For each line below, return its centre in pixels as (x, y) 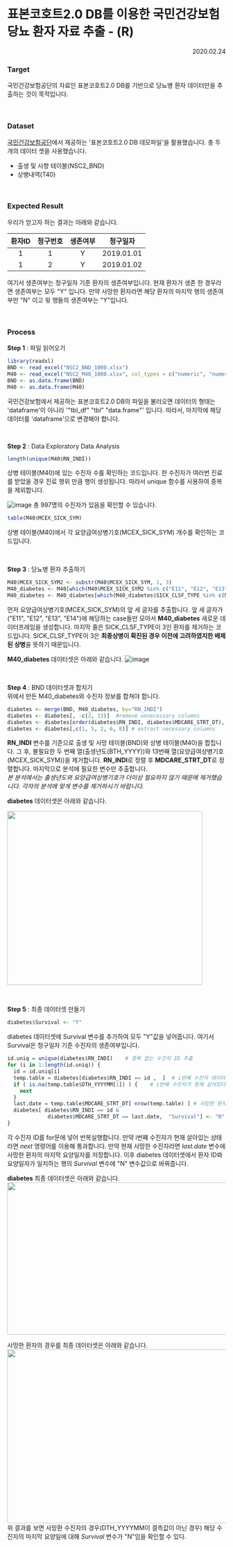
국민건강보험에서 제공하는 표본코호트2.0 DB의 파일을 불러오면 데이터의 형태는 (112, 401)
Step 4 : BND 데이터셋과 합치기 (50, 687)
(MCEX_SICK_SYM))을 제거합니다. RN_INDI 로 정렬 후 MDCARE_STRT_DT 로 (112, 760)
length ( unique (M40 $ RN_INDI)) (49, 459)
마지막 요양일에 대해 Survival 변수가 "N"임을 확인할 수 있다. (106, 1536)
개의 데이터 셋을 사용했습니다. (47, 151)
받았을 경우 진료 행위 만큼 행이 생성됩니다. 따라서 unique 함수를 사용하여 (112, 481)
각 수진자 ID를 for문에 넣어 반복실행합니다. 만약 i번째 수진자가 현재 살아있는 (108, 1137)
